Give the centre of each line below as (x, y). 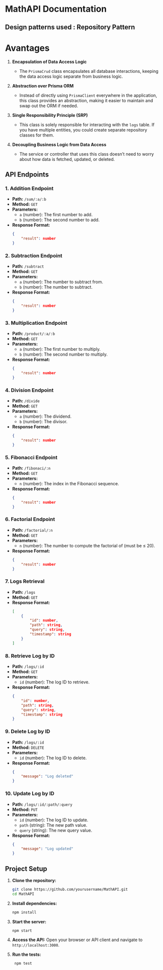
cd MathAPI (23, 894)
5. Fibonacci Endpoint (31, 457)
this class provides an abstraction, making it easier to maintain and (86, 100)
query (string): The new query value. (56, 830)
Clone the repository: (34, 880)
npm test (23, 964)
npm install (24, 912)
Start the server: (29, 922)
